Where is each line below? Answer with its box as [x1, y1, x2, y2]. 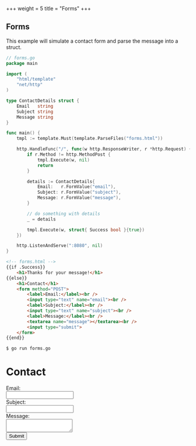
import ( [6, 71, 27, 77]
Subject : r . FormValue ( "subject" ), [37, 190, 121, 195]
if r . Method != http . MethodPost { [27, 152, 111, 157]
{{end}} [6, 335, 25, 341]
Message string [16, 114, 54, 120]
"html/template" [16, 76, 57, 83]
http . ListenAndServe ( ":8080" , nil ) [16, 243, 103, 249]
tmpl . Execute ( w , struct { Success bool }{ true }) [27, 227, 145, 233]
